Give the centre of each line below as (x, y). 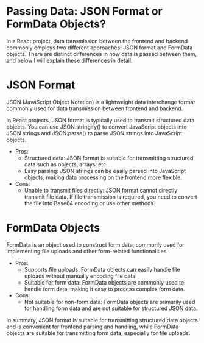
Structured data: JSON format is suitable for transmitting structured (109, 158)
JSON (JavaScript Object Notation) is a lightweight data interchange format (101, 102)
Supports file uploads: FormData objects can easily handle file (102, 269)
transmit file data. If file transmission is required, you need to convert (111, 197)
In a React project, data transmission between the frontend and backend (97, 41)
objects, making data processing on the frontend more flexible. (103, 177)
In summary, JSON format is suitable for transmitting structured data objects (102, 320)
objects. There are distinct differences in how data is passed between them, (102, 54)
